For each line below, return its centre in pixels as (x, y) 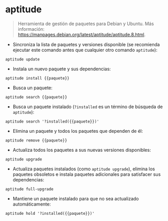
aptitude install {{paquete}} (38, 78)
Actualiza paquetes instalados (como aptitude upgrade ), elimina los (84, 169)
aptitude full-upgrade (29, 189)
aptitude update (22, 59)
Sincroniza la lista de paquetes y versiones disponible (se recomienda (86, 44)
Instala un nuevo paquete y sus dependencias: (62, 69)
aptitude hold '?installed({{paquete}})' (50, 213)
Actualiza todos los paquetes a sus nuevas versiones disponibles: (82, 150)
